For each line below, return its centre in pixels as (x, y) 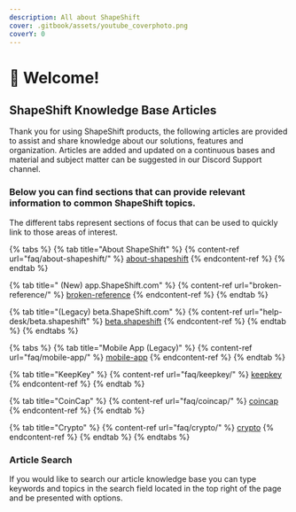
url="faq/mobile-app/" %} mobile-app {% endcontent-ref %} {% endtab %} (148, 357)
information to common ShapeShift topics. (103, 203)
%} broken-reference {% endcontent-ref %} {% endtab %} (160, 294)
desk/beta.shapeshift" (50, 321)
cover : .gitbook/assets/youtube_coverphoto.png (99, 26)
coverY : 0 (27, 34)
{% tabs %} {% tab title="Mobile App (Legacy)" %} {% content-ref (131, 347)
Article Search (41, 460)
